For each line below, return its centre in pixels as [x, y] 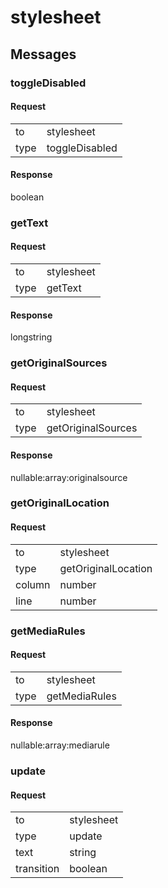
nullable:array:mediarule [60, 745]
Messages [43, 54]
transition [37, 869]
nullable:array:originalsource [69, 477]
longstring [31, 337]
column [33, 584]
